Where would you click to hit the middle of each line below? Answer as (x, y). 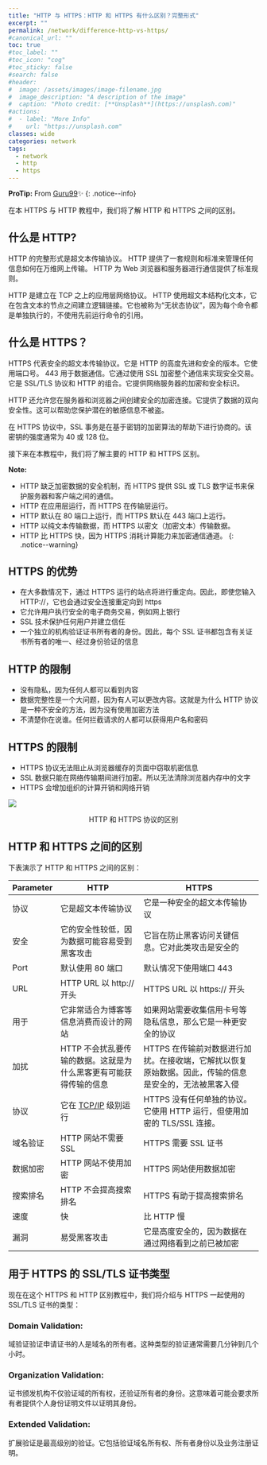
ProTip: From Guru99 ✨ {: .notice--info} (72, 193)
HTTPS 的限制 (43, 747)
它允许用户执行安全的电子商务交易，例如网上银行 (100, 612)
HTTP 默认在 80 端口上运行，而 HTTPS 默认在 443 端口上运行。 (125, 515)
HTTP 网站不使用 (92, 1163)
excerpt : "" (28, 23)
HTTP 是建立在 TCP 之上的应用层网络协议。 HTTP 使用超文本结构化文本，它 (133, 295)
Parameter (33, 887)
